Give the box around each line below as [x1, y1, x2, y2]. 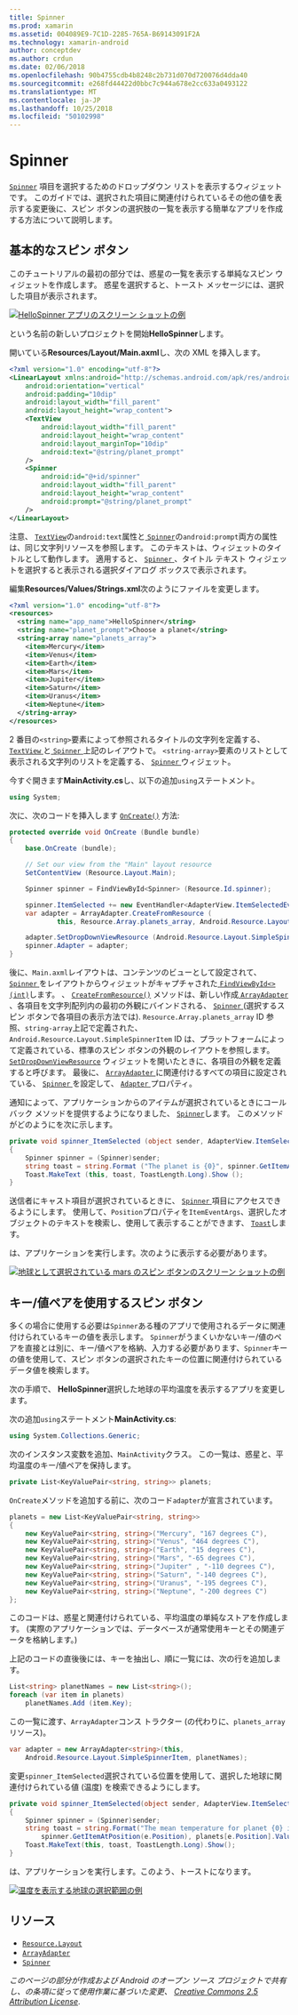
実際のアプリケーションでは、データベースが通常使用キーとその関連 [28, 1624, 278, 1634]
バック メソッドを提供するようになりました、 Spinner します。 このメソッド [9, 1108, 284, 1119]
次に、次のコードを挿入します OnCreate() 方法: [9, 810, 180, 821]
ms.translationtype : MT [9, 87, 98, 96]
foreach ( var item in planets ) [9, 1690, 125, 1699]
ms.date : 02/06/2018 [9, 63, 86, 72]
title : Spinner [9, 12, 66, 22]
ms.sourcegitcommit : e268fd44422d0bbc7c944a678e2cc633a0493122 [9, 79, 248, 88]
